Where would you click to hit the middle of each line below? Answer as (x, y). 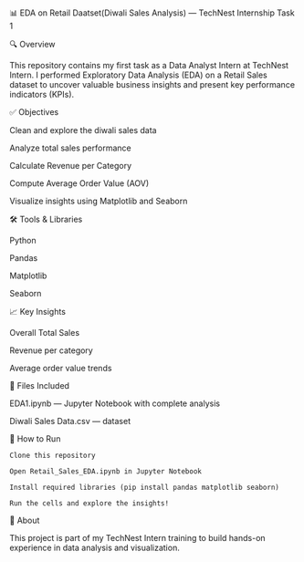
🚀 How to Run (35, 439)
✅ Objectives (34, 112)
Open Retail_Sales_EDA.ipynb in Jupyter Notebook (106, 472)
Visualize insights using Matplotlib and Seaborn (99, 201)
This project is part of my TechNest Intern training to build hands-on (138, 538)
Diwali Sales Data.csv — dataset (70, 421)
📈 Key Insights (38, 312)
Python (23, 240)
